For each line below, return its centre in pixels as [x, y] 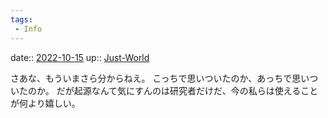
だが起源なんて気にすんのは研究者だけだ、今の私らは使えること [187, 90]
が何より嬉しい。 [45, 103]
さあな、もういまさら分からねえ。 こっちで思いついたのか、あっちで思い [160, 78]
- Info [28, 29]
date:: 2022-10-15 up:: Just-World [80, 57]
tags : [21, 19]
